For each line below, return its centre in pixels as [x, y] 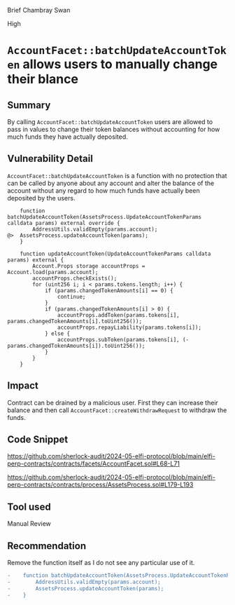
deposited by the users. [41, 198]
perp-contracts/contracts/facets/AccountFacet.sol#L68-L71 [94, 464]
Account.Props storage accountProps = [89, 266]
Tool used [29, 507]
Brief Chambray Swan [39, 10]
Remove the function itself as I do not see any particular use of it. [101, 563]
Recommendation [47, 546]
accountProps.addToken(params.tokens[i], [118, 315]
